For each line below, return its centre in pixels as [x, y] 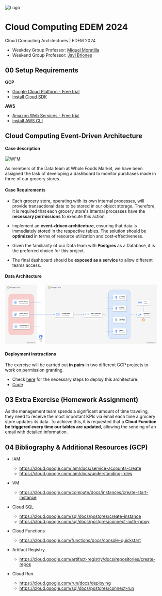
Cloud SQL [23, 507]
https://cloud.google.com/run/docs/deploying [65, 583]
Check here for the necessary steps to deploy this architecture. [75, 379]
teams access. [26, 265]
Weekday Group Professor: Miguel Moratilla [56, 50]
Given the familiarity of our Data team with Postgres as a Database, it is [83, 245]
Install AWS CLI [27, 120]
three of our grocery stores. [33, 179]
